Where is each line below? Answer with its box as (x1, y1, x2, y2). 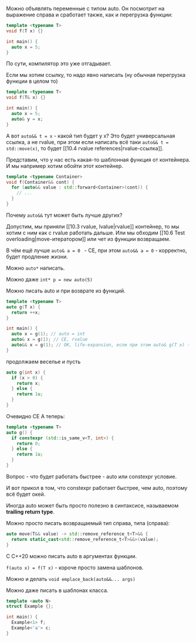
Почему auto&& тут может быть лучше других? (6, 211, 123, 219)
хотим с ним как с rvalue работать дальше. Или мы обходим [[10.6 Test (6, 229, 185, 236)
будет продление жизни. (6, 253, 69, 260)
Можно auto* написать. (6, 264, 65, 271)
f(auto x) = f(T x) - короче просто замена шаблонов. (6, 564, 144, 571)
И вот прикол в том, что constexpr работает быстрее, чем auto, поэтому (6, 484, 188, 491)
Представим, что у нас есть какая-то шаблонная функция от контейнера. (6, 156, 191, 163)
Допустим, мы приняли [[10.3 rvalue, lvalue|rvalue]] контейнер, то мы (6, 223, 180, 230)
